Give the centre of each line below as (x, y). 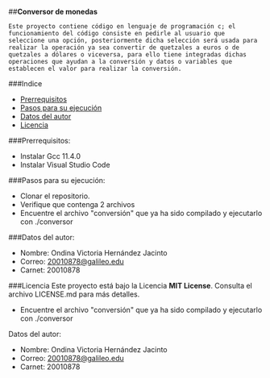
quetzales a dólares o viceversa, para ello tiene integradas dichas (128, 55)
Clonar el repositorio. (55, 196)
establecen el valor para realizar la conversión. (95, 69)
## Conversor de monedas (53, 12)
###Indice (25, 83)
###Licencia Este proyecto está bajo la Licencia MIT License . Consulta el (130, 286)
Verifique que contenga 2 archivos (77, 204)
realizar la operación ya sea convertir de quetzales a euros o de (124, 48)
